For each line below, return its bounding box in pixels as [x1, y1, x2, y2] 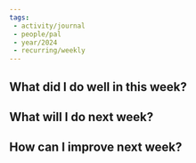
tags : [9, 12, 29, 22]
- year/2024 [12, 37, 58, 47]
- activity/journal [12, 21, 86, 30]
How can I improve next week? [9, 140, 183, 155]
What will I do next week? [9, 109, 154, 125]
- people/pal [12, 29, 62, 38]
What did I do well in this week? [9, 79, 187, 94]
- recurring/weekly [12, 46, 86, 55]
